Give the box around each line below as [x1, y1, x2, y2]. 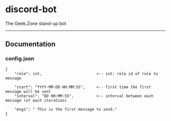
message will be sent [5, 89, 51, 94]
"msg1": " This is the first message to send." [14, 107, 117, 112]
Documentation [5, 40, 56, 49]
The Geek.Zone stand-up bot [5, 20, 66, 26]
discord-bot [5, 4, 57, 15]
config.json [5, 55, 35, 62]
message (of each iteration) [5, 98, 67, 103]
